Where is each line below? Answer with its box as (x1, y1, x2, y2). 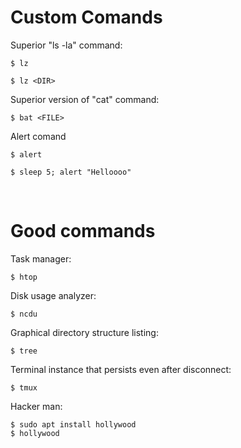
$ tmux (10, 382, 38, 393)
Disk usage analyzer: (10, 289, 97, 301)
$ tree (10, 346, 38, 356)
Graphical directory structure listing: (10, 326, 159, 338)
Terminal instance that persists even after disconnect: (10, 363, 232, 375)
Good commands (10, 220, 156, 243)
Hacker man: (10, 400, 63, 412)
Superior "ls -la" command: (10, 39, 123, 51)
